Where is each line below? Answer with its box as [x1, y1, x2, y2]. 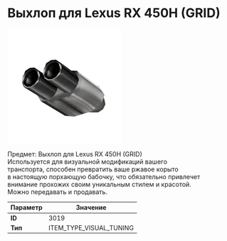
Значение [75, 203, 107, 212]
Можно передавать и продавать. [7, 187, 108, 196]
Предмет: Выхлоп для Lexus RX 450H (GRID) [7, 149, 142, 158]
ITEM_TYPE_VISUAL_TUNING [48, 223, 134, 232]
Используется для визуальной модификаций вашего [7, 157, 168, 166]
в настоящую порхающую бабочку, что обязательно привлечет [7, 172, 201, 181]
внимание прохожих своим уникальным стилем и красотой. [7, 180, 192, 188]
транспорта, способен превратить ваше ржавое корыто [7, 165, 179, 173]
